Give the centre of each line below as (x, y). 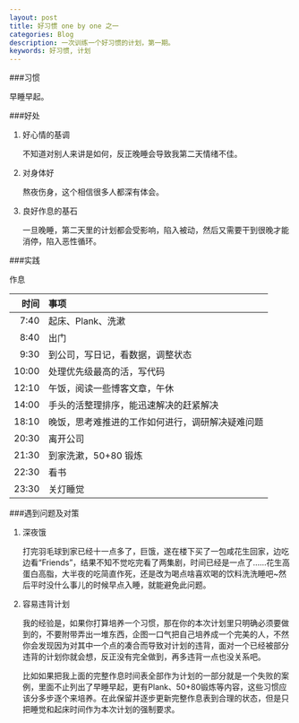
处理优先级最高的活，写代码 (107, 371)
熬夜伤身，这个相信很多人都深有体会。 (93, 192)
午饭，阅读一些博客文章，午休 (111, 388)
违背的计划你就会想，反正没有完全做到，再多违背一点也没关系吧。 (144, 657)
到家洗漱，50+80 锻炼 (95, 456)
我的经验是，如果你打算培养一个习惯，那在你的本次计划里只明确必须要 (152, 623)
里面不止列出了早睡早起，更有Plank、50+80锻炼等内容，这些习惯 (158, 687)
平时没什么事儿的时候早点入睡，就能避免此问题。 (120, 585)
